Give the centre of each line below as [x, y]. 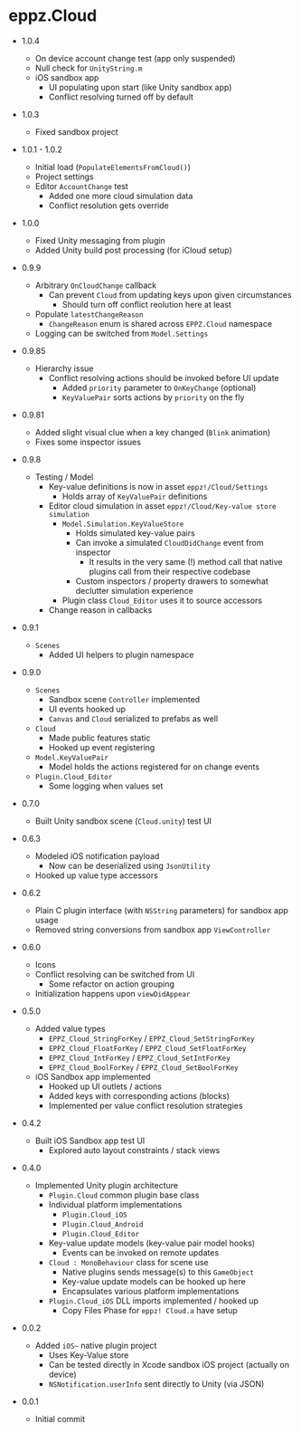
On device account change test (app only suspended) [135, 58]
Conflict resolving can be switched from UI [115, 974]
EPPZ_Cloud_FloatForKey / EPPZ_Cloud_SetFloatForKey [147, 1047]
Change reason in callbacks [100, 610]
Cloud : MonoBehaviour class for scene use [128, 1262]
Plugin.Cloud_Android [103, 1224]
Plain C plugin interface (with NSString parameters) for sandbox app [161, 910]
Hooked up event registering [102, 747]
